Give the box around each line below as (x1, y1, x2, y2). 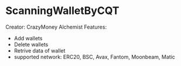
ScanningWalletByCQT (5, 4, 119, 18)
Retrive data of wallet (13, 47, 66, 54)
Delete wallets (13, 41, 49, 48)
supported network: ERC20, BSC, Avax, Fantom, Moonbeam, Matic (13, 53, 175, 60)
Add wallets (13, 34, 43, 41)
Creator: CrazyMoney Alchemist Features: (5, 23, 107, 30)
